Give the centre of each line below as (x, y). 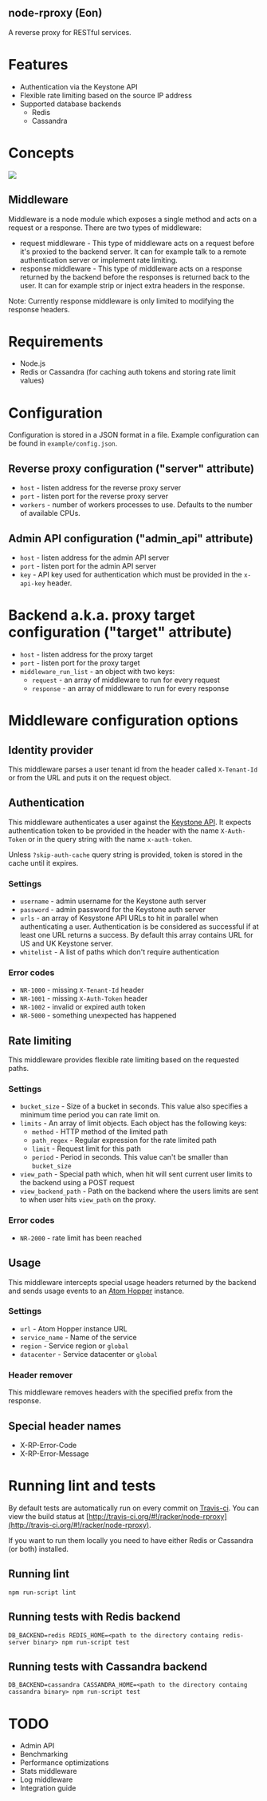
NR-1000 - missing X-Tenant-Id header (82, 990)
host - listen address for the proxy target (86, 654)
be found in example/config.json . (63, 443)
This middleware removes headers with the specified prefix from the (121, 1392)
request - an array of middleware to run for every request (126, 680)
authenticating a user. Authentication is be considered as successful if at (139, 926)
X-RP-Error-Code (48, 1445)
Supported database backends (71, 104)
